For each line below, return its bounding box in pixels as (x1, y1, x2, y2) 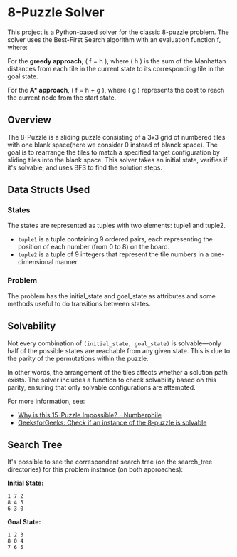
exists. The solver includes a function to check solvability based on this (7, 375, 217, 384)
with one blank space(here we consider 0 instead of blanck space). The (7, 140, 218, 149)
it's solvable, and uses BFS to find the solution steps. (7, 163, 162, 172)
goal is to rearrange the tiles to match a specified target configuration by (7, 147, 221, 157)
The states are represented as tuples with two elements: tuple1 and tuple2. (7, 222, 226, 230)
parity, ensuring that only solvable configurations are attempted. (7, 382, 196, 392)
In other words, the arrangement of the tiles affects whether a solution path (7, 368, 228, 376)
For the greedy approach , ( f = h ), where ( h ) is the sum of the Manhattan (7, 56, 226, 65)
